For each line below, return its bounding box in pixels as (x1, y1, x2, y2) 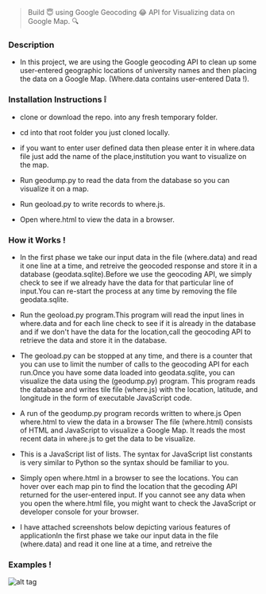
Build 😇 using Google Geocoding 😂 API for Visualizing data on (27, 8, 236, 17)
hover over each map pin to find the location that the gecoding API (19, 481, 238, 491)
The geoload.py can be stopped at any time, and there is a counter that (19, 351, 253, 360)
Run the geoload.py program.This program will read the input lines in (19, 310, 245, 320)
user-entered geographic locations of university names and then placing (19, 66, 257, 76)
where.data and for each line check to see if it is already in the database (19, 318, 256, 328)
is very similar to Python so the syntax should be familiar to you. (19, 457, 229, 467)
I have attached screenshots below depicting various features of (19, 522, 231, 532)
